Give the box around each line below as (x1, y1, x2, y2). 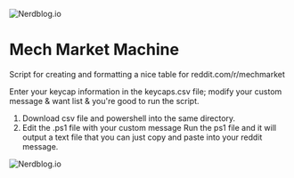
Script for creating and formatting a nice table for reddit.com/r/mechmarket (9, 69, 285, 79)
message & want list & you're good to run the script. (9, 95, 200, 106)
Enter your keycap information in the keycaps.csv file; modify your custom (9, 85, 282, 97)
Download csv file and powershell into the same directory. (21, 112, 236, 124)
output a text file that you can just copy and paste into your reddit (21, 132, 263, 142)
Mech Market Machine (9, 40, 180, 60)
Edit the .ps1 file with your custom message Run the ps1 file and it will (21, 122, 277, 133)
